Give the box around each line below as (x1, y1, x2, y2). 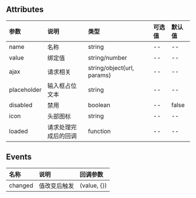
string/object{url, (87, 63, 134, 72)
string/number (87, 54, 127, 62)
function (87, 127, 111, 135)
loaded (9, 127, 28, 135)
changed (9, 181, 33, 189)
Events (6, 152, 32, 162)
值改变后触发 (38, 182, 74, 190)
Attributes (6, 5, 44, 15)
